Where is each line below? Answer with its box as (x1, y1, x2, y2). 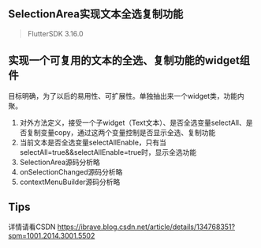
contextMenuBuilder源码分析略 (19, 177, 121, 186)
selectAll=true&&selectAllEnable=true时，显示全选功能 (19, 147, 197, 156)
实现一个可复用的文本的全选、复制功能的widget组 (8, 54, 251, 67)
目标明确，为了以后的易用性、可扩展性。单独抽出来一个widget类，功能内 (8, 91, 244, 100)
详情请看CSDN (8, 222, 56, 231)
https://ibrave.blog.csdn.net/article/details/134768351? (57, 222, 235, 231)
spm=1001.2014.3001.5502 (8, 231, 95, 241)
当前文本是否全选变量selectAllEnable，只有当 (19, 137, 167, 147)
